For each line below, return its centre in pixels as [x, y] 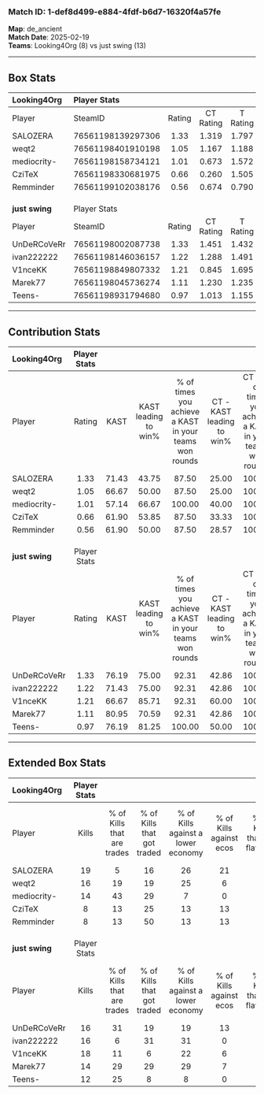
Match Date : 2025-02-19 [49, 37]
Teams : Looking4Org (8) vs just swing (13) [77, 46]
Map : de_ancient [35, 29]
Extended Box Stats [57, 763]
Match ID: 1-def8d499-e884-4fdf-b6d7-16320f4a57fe [115, 12]
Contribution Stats [54, 332]
